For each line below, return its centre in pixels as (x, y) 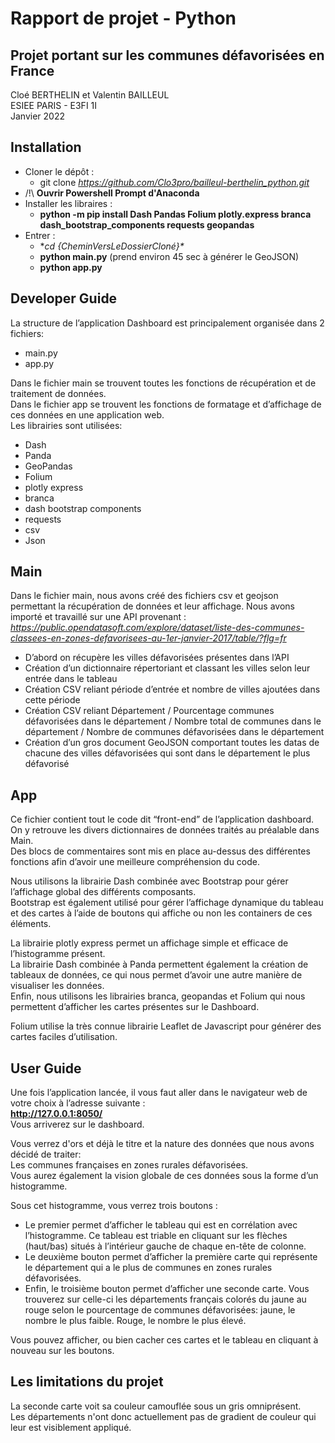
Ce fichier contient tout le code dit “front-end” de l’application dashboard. (162, 819)
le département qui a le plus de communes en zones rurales (148, 1268)
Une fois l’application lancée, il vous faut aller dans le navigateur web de (159, 1093)
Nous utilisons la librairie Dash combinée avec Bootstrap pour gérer (149, 881)
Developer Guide (64, 298)
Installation (46, 147)
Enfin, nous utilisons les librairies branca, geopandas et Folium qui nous (158, 996)
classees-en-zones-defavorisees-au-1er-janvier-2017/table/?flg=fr (148, 638)
